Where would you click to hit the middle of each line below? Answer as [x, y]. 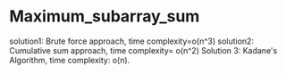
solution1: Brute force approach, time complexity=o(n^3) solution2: [132, 41]
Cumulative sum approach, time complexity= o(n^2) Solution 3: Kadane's [143, 50]
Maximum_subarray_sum [105, 16]
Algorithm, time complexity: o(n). [70, 60]
